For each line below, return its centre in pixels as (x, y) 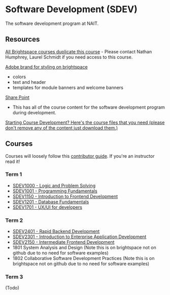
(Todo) (12, 288)
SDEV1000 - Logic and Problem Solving (54, 185)
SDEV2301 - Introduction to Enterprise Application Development (79, 237)
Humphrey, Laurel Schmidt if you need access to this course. (69, 57)
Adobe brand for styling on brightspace (46, 67)
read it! (13, 161)
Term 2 (14, 220)
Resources (23, 39)
